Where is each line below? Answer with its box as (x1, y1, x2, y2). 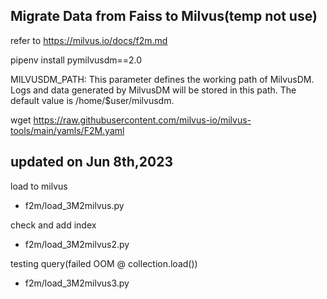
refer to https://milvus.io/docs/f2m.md (10, 34, 168, 46)
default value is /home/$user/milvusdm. (10, 94, 175, 106)
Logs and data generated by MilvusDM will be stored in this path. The (10, 84, 297, 96)
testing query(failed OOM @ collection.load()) (10, 257, 198, 269)
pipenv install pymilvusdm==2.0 (10, 54, 143, 66)
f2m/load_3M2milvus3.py (24, 277, 130, 289)
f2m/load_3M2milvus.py (24, 199, 125, 211)
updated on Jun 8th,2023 (10, 154, 173, 171)
